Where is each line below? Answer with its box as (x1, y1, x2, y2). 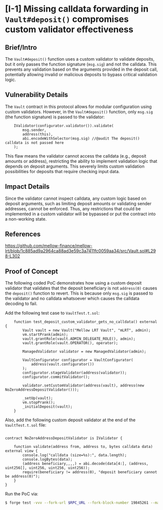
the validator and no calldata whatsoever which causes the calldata (5, 296, 140, 302)
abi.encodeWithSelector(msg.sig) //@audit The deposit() (22, 136, 140, 141)
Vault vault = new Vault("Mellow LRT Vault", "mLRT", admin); (22, 328, 151, 333)
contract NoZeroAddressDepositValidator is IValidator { (5, 436, 123, 441)
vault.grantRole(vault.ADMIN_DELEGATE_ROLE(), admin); (22, 336, 136, 341)
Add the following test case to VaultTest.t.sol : (5, 310, 100, 316)
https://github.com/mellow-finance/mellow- (5, 243, 93, 249)
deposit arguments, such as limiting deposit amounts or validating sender (5, 200, 152, 207)
